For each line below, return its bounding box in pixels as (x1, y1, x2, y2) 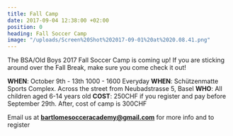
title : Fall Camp (7, 10, 59, 18)
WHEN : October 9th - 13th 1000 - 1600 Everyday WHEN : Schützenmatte (7, 77, 219, 85)
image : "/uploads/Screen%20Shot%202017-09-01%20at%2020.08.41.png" (7, 37, 211, 44)
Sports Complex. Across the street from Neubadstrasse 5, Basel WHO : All (7, 85, 223, 93)
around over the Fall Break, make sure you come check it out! (7, 63, 186, 72)
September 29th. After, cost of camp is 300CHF (7, 99, 147, 108)
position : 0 (7, 23, 42, 30)
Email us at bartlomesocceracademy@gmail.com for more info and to (7, 113, 215, 122)
